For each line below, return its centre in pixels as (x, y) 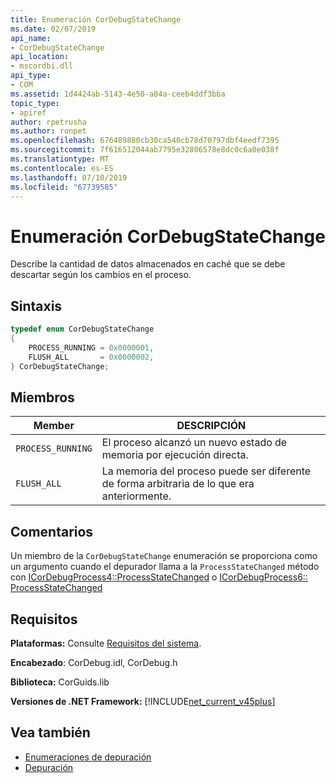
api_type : (31, 76)
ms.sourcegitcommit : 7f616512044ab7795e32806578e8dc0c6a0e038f (145, 150)
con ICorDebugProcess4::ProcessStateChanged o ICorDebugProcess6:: (159, 577)
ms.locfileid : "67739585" (64, 187)
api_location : (40, 57)
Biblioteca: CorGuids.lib (60, 682)
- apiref (28, 112)
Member (54, 426)
